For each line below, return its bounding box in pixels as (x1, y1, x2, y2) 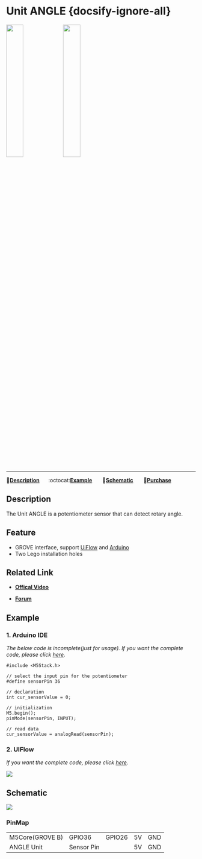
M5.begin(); (6, 711, 36, 717)
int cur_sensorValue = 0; (6, 694, 71, 701)
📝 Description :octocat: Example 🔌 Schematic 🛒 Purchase (6, 476, 171, 484)
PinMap (6, 819, 29, 827)
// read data (6, 726, 39, 732)
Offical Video (14, 584, 49, 591)
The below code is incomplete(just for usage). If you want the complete (6, 645, 183, 652)
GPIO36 (69, 833, 92, 841)
